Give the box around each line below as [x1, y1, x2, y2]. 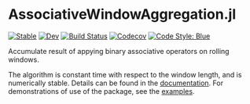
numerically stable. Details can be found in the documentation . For [8, 78, 224, 88]
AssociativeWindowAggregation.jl [8, 5, 237, 23]
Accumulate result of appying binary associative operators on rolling [8, 46, 230, 56]
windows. [8, 55, 39, 64]
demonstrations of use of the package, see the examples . [8, 86, 195, 95]
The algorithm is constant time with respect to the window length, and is [8, 70, 242, 79]
